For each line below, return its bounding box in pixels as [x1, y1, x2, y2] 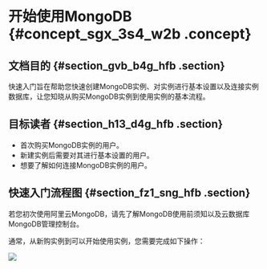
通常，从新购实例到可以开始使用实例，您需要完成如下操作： [8, 236, 205, 246]
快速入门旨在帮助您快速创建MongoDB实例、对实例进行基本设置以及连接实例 [8, 82, 259, 91]
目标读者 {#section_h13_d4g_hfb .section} [8, 117, 223, 131]
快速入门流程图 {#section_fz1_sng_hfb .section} [8, 186, 251, 200]
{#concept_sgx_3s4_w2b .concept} [8, 25, 252, 43]
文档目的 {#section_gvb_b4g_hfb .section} [8, 59, 226, 72]
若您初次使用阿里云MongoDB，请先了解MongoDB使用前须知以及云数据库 [8, 209, 250, 218]
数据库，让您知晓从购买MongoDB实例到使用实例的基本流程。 [8, 92, 210, 101]
